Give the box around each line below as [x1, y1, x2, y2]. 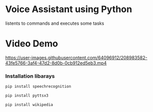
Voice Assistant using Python [5, 4, 133, 15]
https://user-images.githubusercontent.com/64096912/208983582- [5, 54, 148, 61]
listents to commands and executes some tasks [5, 20, 104, 26]
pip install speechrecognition [5, 84, 71, 89]
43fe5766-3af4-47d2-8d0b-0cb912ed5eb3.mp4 [5, 60, 107, 66]
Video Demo [5, 38, 58, 49]
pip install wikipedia [5, 102, 53, 107]
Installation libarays [5, 72, 55, 79]
